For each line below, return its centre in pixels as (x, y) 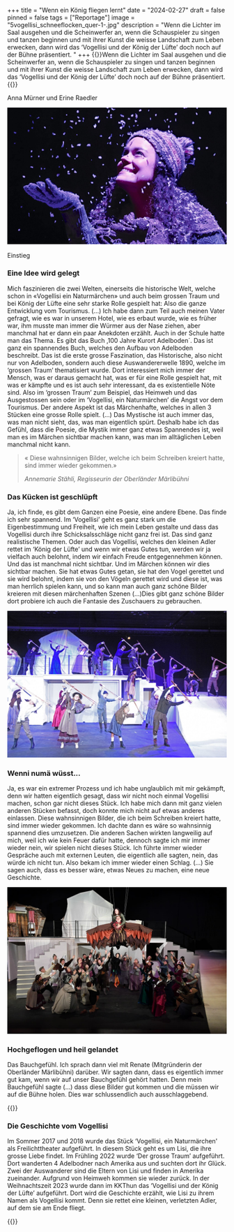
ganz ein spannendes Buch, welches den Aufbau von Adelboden (100, 348)
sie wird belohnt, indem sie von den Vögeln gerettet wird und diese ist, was (115, 579)
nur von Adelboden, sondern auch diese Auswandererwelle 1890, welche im (116, 362)
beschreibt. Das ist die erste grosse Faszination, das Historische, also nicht (115, 355)
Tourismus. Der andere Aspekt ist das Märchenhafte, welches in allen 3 (109, 407)
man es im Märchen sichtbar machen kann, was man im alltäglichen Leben (114, 437)
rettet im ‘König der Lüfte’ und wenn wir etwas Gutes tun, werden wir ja (109, 549)
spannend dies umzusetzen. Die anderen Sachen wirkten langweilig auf (110, 833)
